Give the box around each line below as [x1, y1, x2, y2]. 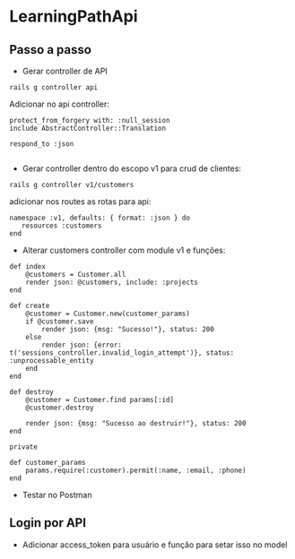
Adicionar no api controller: [9, 99, 110, 109]
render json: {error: [41, 340, 123, 349]
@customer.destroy [25, 403, 94, 412]
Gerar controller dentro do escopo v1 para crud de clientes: [22, 163, 242, 174]
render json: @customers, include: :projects [25, 278, 199, 287]
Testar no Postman [22, 490, 92, 500]
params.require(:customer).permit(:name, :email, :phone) [25, 466, 247, 475]
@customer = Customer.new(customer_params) [25, 309, 191, 318]
